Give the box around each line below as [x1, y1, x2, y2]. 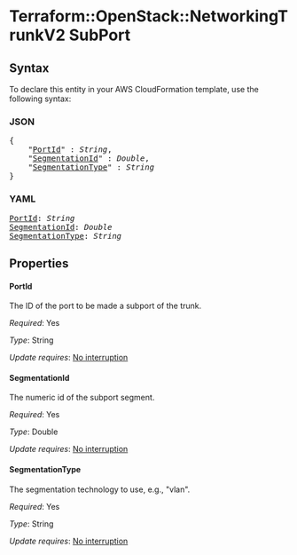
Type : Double [9, 426, 59, 437]
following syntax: [9, 93, 72, 104]
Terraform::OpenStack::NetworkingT [9, 6, 288, 27]
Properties [9, 256, 69, 271]
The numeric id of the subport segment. [9, 392, 155, 403]
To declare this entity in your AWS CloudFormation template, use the [9, 84, 259, 94]
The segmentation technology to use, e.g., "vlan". [9, 484, 191, 495]
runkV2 [9, 25, 66, 45]
